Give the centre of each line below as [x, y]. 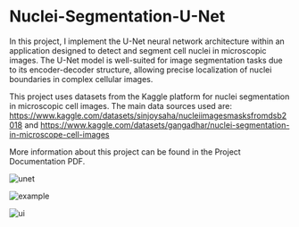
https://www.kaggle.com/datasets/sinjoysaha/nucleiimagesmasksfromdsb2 [148, 115]
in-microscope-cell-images [59, 134]
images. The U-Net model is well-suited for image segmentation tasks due [146, 60]
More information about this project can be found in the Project [125, 151]
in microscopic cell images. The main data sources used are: [120, 105]
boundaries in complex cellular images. [81, 79]
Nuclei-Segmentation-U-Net [117, 17]
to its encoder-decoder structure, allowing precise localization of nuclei [141, 70]
